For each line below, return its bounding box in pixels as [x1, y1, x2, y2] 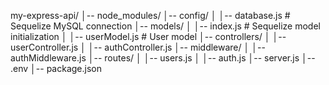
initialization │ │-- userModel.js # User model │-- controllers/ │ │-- [10, 31, 287, 42]
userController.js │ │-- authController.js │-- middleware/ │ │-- [10, 41, 266, 53]
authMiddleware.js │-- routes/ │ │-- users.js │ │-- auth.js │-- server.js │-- [10, 52, 316, 64]
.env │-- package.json [10, 63, 102, 74]
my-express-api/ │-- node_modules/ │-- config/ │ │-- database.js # [10, 10, 291, 21]
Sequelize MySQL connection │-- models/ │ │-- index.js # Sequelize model [10, 20, 321, 32]
